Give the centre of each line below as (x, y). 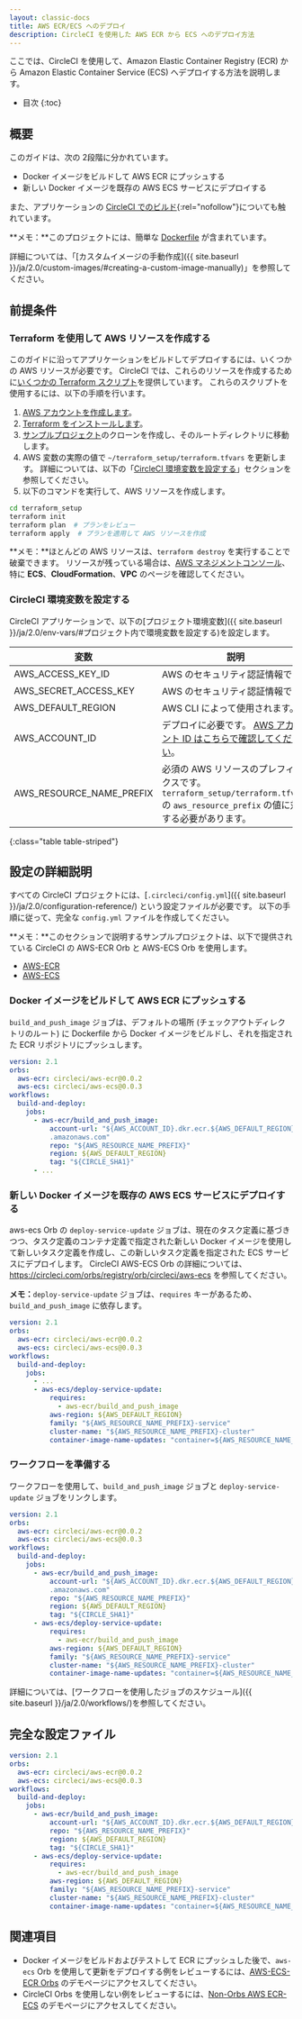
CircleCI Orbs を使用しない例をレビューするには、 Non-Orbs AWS (144, 1994)
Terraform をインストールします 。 (85, 423)
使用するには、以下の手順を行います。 (80, 393)
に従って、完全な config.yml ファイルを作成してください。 (125, 918)
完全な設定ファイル (62, 1734)
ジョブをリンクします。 (79, 1497)
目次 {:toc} (42, 103)
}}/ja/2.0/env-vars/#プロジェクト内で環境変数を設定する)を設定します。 (142, 632)
